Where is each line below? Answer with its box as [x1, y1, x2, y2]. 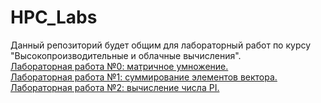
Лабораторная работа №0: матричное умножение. [10, 60, 229, 72]
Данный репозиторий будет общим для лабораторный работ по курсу [10, 39, 312, 51]
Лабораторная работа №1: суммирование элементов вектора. [10, 71, 278, 83]
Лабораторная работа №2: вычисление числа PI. [10, 81, 220, 93]
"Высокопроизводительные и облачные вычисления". [10, 49, 242, 61]
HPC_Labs [10, 6, 98, 29]
